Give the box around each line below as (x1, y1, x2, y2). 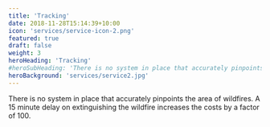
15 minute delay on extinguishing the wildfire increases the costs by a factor (8, 102, 260, 112)
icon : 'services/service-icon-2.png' (8, 27, 135, 35)
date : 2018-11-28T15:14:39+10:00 (8, 19, 121, 27)
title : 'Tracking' (8, 11, 70, 20)
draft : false (8, 42, 52, 50)
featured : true (8, 34, 59, 43)
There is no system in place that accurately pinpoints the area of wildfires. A (8, 93, 260, 103)
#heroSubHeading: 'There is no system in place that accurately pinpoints (8, 64, 264, 72)
